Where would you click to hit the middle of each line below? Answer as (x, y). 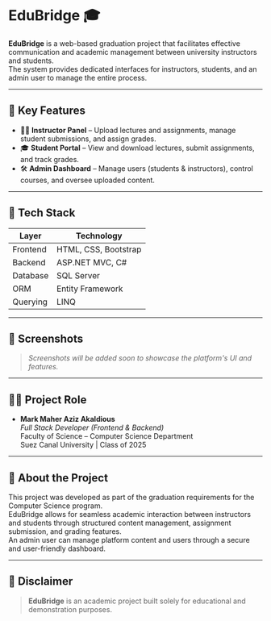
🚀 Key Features (47, 111)
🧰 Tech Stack (42, 213)
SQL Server (78, 275)
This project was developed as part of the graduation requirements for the (131, 497)
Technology (99, 235)
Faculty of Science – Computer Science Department (106, 436)
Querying (30, 302)
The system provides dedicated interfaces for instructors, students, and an (133, 69)
